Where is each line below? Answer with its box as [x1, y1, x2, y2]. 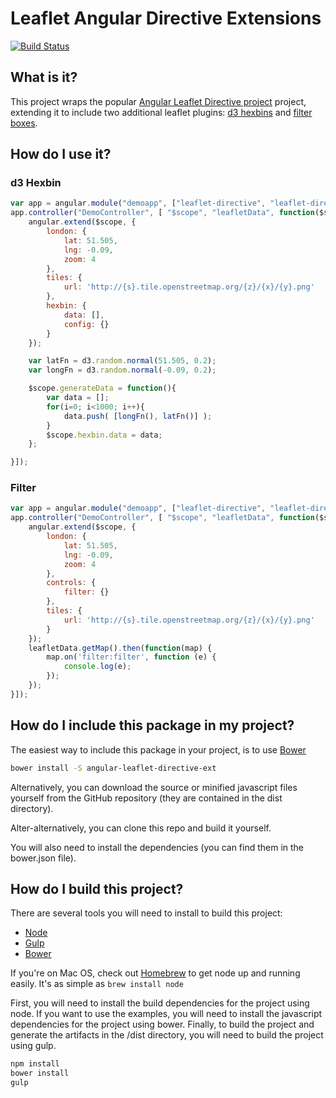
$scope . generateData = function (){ [28, 383, 177, 394]
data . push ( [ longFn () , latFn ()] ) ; [63, 411, 213, 421]
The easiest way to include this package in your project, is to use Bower [10, 743, 307, 756]
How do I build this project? [10, 880, 184, 897]
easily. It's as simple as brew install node [10, 978, 184, 990]
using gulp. [10, 1040, 57, 1052]
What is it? [10, 69, 78, 86]
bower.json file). [10, 852, 77, 864]
